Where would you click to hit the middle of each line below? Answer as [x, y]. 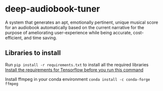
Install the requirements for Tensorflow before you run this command [74, 70]
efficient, [14, 38]
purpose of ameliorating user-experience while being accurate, [69, 32]
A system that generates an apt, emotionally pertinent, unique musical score [82, 22]
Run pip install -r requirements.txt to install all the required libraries [77, 64]
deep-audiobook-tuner [52, 9]
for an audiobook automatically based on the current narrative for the [75, 27]
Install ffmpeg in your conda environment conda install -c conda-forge [78, 79]
